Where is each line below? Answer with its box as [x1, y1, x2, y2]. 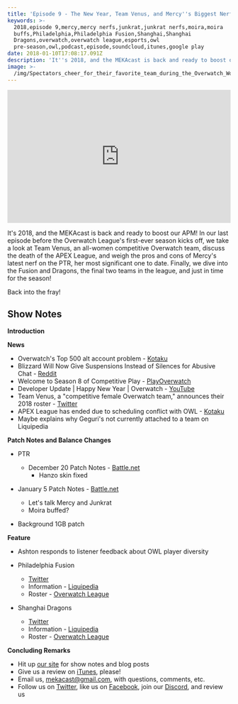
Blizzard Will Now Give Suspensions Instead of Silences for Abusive [17, 362, 216, 370]
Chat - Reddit [17, 370, 57, 378]
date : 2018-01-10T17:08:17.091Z [7, 50, 103, 57]
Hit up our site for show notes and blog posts [17, 660, 150, 669]
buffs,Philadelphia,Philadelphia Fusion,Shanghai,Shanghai [13, 30, 192, 38]
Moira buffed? [28, 506, 69, 515]
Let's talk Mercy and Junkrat [28, 498, 112, 507]
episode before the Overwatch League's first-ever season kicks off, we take [7, 236, 229, 245]
